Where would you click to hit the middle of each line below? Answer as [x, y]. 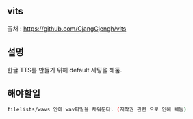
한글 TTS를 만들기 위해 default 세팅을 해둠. [65, 70]
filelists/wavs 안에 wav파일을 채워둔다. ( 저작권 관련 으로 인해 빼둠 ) [97, 110]
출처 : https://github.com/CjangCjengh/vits [67, 28]
